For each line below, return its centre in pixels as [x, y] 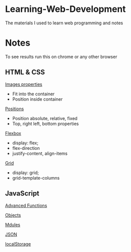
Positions [15, 109]
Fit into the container [33, 94]
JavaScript [22, 194]
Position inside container [37, 99]
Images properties [24, 84]
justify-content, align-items [40, 153]
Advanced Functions [26, 205]
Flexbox [13, 133]
